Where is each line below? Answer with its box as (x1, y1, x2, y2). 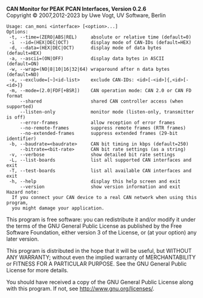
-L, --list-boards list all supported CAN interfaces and (9, 157, 191, 163)
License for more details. (6, 267, 69, 274)
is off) (6, 114, 26, 120)
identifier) (6, 136, 36, 142)
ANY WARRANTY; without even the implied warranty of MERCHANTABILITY (6, 253, 196, 261)
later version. (6, 235, 40, 242)
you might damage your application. (12, 205, 105, 211)
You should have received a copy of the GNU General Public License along (6, 278, 193, 286)
